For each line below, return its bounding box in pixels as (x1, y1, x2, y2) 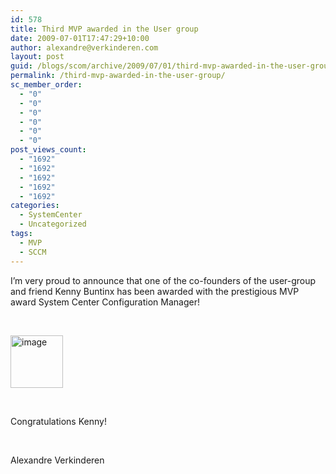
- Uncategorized (19, 219, 87, 230)
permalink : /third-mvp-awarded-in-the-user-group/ (10, 71, 226, 81)
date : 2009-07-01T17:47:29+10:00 (10, 33, 150, 43)
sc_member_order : (10, 80, 83, 90)
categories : (10, 201, 60, 211)
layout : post (10, 52, 65, 62)
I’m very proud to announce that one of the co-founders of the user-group (10, 274, 317, 286)
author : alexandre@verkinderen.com (10, 42, 159, 53)
